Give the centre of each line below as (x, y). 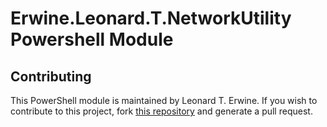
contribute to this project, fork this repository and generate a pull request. (161, 111)
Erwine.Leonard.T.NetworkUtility (151, 18)
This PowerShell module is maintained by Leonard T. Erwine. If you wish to (164, 100)
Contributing (51, 76)
